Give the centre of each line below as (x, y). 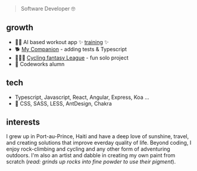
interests (23, 122)
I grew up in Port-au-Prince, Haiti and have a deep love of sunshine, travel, (98, 136)
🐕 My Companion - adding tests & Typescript (71, 49)
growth (20, 28)
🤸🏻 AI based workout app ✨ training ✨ (62, 42)
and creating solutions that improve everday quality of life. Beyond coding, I (99, 143)
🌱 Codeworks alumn (40, 64)
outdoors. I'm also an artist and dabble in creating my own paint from (91, 156)
